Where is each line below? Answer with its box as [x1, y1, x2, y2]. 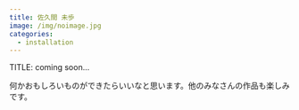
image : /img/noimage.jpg [9, 21, 102, 30]
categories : [9, 29, 54, 38]
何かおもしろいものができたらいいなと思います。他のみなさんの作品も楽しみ [9, 81, 290, 91]
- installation [17, 37, 74, 47]
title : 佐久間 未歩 [9, 12, 75, 22]
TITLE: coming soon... [9, 62, 90, 73]
